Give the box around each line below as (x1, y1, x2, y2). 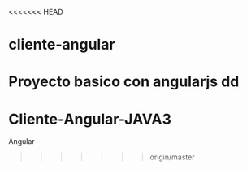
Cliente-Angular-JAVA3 (8, 110, 172, 129)
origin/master (149, 152, 195, 162)
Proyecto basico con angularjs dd (8, 72, 240, 91)
